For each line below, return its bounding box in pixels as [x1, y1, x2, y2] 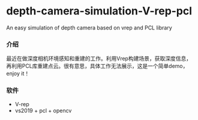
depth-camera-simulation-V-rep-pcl [6, 4, 193, 18]
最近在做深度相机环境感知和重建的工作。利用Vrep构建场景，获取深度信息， [6, 55, 192, 62]
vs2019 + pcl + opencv [14, 107, 72, 114]
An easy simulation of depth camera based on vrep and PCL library [6, 24, 172, 31]
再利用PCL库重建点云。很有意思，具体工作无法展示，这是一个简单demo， [6, 62, 188, 70]
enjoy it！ [6, 70, 30, 77]
